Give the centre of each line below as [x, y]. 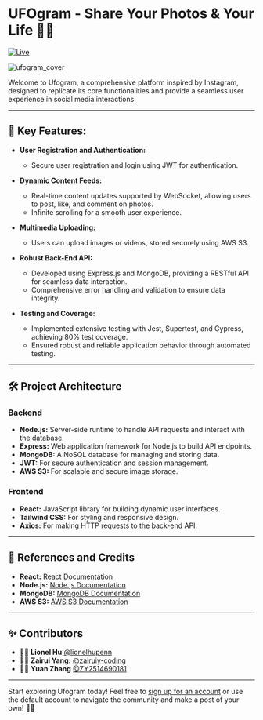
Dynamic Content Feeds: [61, 180]
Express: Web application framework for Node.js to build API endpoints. [136, 446]
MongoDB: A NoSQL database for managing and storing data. [119, 455]
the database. [41, 438]
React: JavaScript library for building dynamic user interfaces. [120, 509]
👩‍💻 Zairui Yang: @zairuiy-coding [73, 660]
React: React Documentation [66, 576]
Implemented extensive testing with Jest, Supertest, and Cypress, [137, 328]
